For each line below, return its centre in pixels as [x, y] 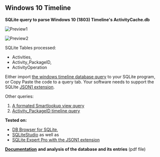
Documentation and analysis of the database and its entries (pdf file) [75, 149]
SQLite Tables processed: [31, 47]
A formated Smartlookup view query [48, 105]
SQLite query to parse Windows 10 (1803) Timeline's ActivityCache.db [77, 19]
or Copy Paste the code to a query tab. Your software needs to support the [80, 82]
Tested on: [16, 120]
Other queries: [19, 96]
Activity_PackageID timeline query [46, 111]
